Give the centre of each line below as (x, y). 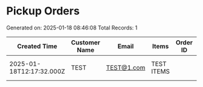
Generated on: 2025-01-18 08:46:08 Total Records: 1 (72, 28)
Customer (86, 42)
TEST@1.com (126, 67)
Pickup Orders (43, 11)
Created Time (37, 46)
